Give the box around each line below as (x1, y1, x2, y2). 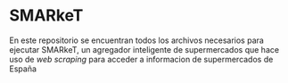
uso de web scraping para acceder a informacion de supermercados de (9, 54, 274, 64)
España (9, 63, 37, 74)
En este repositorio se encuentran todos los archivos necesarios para (9, 35, 265, 46)
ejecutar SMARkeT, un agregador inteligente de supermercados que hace (9, 44, 279, 54)
